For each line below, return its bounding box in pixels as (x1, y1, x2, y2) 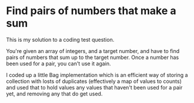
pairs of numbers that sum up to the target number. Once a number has (6, 54, 179, 61)
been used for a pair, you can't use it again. (6, 60, 111, 67)
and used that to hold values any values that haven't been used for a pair (6, 84, 183, 91)
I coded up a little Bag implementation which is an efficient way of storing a (6, 71, 188, 78)
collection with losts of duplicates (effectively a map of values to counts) (6, 78, 182, 85)
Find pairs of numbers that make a (6, 4, 176, 18)
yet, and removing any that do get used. (6, 90, 103, 97)
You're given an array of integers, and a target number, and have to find (6, 47, 180, 54)
